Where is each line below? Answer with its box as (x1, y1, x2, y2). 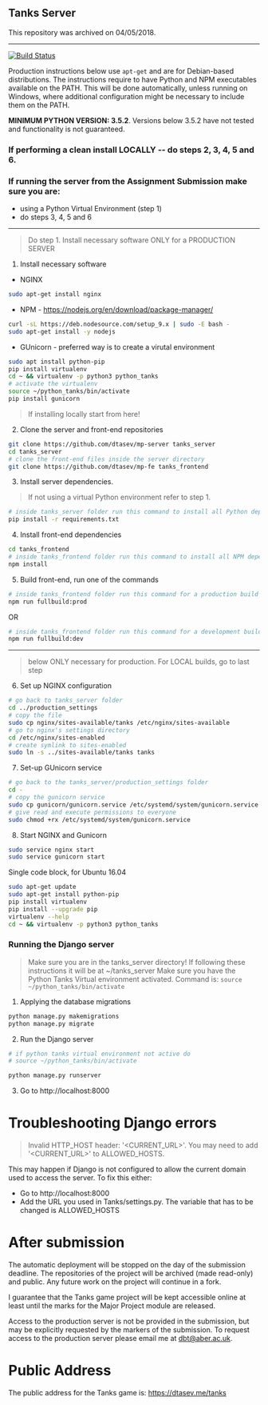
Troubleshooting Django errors (8, 1114, 217, 1132)
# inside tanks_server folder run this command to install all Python (8, 508, 248, 516)
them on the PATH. (8, 100, 70, 110)
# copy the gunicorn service (8, 794, 105, 802)
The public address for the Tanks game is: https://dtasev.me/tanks (8, 1388, 227, 1398)
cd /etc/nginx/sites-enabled (8, 734, 105, 742)
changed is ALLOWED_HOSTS (19, 1206, 120, 1215)
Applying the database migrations (19, 996, 132, 1007)
